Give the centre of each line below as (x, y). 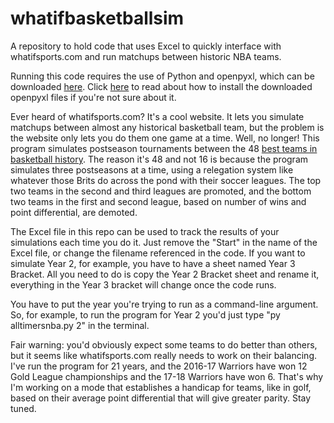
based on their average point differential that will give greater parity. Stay (161, 398)
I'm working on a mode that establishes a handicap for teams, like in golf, (161, 387)
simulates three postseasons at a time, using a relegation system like (152, 169)
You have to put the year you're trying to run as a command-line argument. (164, 304)
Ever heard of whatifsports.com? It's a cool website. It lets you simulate (157, 116)
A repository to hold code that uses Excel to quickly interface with (146, 46)
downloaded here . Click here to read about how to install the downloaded (161, 86)
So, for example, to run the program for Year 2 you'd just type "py (145, 314)
